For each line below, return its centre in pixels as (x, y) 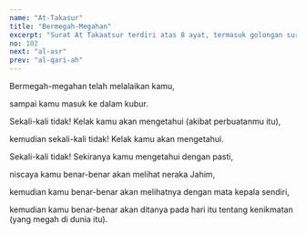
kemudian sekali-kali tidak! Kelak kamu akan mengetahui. (117, 139)
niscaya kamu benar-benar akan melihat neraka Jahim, (112, 174)
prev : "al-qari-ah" (46, 60)
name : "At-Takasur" (46, 18)
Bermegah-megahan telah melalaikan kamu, (92, 86)
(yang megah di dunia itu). (59, 219)
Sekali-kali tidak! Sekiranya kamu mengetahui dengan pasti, (122, 157)
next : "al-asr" (38, 52)
